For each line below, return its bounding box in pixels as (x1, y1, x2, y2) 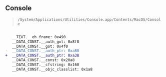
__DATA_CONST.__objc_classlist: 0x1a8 (11, 67, 93, 72)
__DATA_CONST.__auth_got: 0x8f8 (11, 39, 79, 44)
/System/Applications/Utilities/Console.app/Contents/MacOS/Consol (17, 17, 161, 22)
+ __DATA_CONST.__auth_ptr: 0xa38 (5, 53, 79, 58)
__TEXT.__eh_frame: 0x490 (11, 34, 66, 39)
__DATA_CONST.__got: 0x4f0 (11, 44, 68, 49)
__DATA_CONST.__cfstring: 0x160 (11, 62, 79, 68)
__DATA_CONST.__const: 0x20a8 (11, 58, 75, 63)
